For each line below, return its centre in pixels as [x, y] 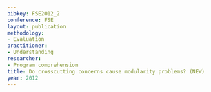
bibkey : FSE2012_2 [33, 13]
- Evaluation [26, 39]
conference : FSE [30, 20]
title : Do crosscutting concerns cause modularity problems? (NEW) [106, 71]
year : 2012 [23, 78]
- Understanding [30, 53]
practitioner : [28, 46]
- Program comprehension [43, 65]
